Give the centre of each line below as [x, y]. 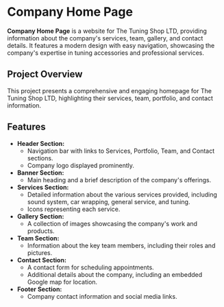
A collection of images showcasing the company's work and [112, 223]
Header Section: [41, 143]
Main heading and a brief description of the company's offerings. [119, 180]
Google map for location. [62, 282]
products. [41, 231]
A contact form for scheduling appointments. [90, 267]
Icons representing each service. [74, 209]
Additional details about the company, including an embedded [115, 274]
